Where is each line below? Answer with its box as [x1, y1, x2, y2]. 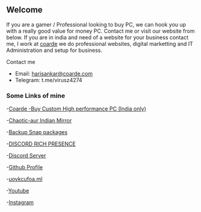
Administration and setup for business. [6, 47, 103, 54]
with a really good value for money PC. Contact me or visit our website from [6, 27, 195, 34]
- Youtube [6, 187, 30, 194]
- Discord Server [6, 152, 46, 159]
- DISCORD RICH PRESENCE [6, 140, 76, 147]
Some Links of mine [6, 91, 65, 100]
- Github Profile [6, 164, 43, 171]
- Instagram [6, 199, 34, 206]
